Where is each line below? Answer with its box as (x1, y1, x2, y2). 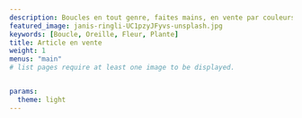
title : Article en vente (9, 38, 102, 47)
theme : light (17, 95, 67, 104)
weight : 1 (9, 46, 47, 55)
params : (9, 87, 39, 96)
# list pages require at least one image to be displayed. (9, 63, 235, 72)
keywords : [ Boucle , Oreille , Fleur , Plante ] (9, 29, 179, 38)
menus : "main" (9, 55, 63, 63)
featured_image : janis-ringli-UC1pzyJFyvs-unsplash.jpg (9, 21, 223, 30)
